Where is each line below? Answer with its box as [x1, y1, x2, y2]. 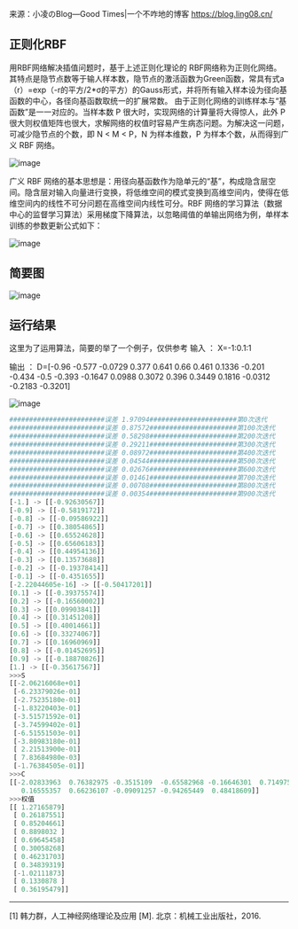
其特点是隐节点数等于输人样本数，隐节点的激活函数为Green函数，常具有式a [9, 73, 285, 83]
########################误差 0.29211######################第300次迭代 [9, 441, 276, 449]
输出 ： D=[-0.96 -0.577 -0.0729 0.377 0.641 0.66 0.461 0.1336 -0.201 [9, 362, 265, 372]
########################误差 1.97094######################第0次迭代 [9, 416, 268, 425]
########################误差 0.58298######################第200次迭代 [9, 432, 276, 441]
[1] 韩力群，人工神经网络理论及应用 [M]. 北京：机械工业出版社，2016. [9, 910, 262, 921]
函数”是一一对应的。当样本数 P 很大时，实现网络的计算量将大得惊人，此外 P [9, 106, 286, 117]
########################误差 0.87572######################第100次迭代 [9, 424, 276, 433]
